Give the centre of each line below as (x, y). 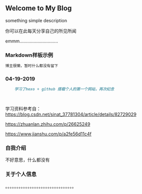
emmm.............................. (32, 41)
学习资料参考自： (23, 109)
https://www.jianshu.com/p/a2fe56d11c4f (48, 134)
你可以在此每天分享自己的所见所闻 (41, 31)
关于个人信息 (21, 174)
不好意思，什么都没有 (27, 160)
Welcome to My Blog (39, 8)
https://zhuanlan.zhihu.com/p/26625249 (48, 124)
